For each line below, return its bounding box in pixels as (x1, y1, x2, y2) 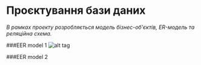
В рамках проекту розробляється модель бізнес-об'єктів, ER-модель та (6, 23, 195, 31)
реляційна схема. (6, 29, 52, 37)
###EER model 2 (6, 53, 48, 60)
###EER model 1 (6, 42, 47, 49)
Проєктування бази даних (6, 4, 146, 17)
